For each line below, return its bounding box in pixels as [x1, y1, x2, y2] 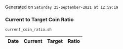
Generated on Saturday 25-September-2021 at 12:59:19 [5, 4, 119, 10]
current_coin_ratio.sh [5, 27, 52, 32]
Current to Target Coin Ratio [5, 16, 74, 23]
